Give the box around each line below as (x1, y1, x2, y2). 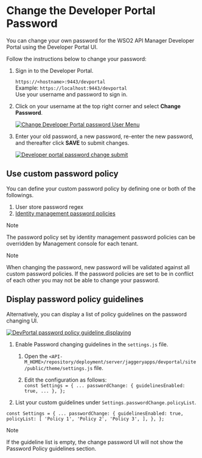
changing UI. (6, 317, 38, 324)
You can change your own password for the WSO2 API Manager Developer (6, 37, 195, 44)
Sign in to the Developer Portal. (15, 67, 94, 74)
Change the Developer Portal (6, 4, 156, 18)
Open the (24, 352, 48, 360)
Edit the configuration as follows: (24, 376, 107, 383)
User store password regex (15, 203, 84, 211)
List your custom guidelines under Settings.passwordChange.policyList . (15, 398, 197, 406)
